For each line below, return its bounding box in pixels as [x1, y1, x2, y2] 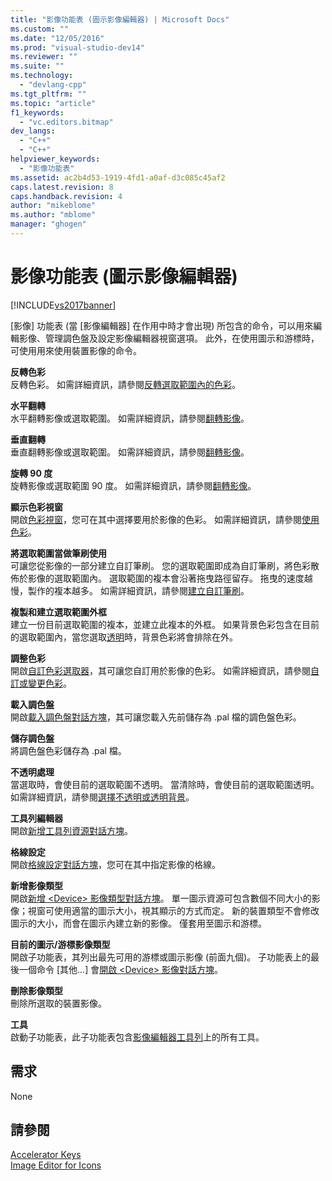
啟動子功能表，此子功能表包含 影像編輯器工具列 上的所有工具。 [10, 1031, 265, 1043]
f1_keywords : [10, 107, 65, 118]
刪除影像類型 [10, 984, 63, 996]
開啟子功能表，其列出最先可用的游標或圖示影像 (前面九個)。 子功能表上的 [10, 951, 312, 963]
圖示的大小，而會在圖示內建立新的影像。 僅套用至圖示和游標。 [10, 917, 267, 929]
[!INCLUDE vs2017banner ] [10, 299, 117, 311]
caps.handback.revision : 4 [10, 191, 123, 201]
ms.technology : [10, 71, 74, 81]
